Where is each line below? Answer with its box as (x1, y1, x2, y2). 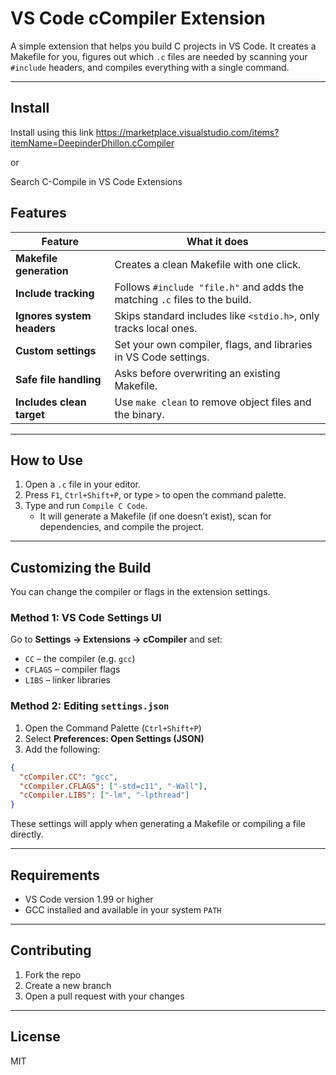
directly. (10, 828, 44, 841)
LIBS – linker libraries (24, 674, 111, 686)
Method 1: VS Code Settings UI (10, 611, 162, 625)
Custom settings (15, 343, 97, 357)
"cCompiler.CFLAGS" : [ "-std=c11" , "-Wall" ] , (19, 781, 208, 791)
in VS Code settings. (114, 350, 210, 364)
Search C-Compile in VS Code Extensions (10, 175, 183, 187)
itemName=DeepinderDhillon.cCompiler (10, 137, 175, 149)
